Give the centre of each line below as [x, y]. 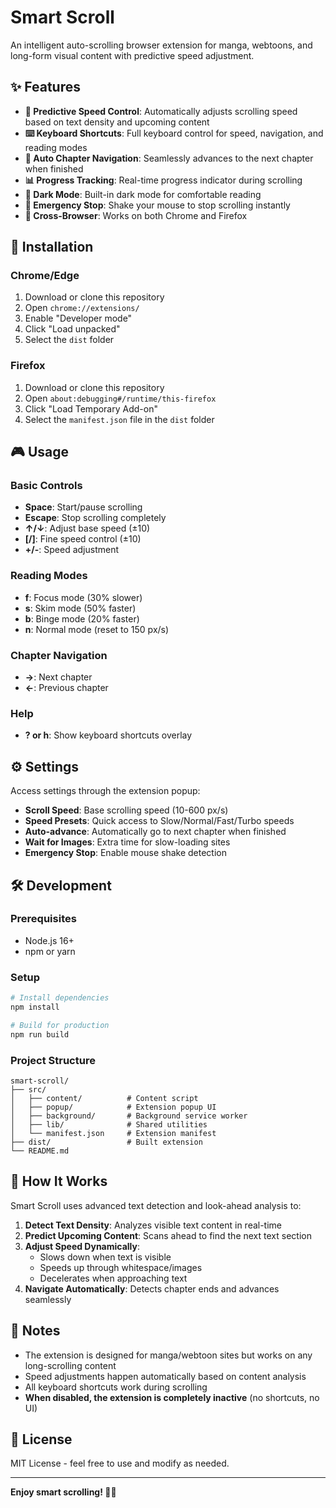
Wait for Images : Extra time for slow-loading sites [127, 842]
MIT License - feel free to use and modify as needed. [120, 1463]
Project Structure [53, 1060]
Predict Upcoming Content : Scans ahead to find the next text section [168, 1235]
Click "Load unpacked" [72, 329]
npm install [35, 1007]
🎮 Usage [39, 452]
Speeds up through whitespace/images [121, 1267]
